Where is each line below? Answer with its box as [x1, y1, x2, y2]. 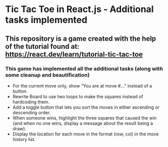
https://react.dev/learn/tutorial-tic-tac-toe [5, 50, 143, 58]
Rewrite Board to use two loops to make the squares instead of [12, 93, 144, 99]
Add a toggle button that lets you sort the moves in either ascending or [12, 104, 160, 110]
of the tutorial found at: [5, 42, 80, 51]
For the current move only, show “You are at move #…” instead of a [12, 83, 152, 89]
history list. [12, 136, 36, 142]
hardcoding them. [12, 99, 50, 105]
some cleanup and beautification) [5, 71, 90, 79]
